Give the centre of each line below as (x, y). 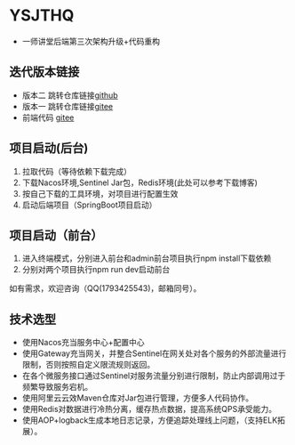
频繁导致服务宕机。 (57, 387)
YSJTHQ (42, 16)
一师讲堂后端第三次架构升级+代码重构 (91, 41)
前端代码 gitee (48, 117)
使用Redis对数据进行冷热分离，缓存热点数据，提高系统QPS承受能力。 (149, 409)
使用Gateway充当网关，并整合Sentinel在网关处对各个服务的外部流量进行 (154, 353)
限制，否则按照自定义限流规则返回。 (88, 365)
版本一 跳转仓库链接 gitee (68, 106)
